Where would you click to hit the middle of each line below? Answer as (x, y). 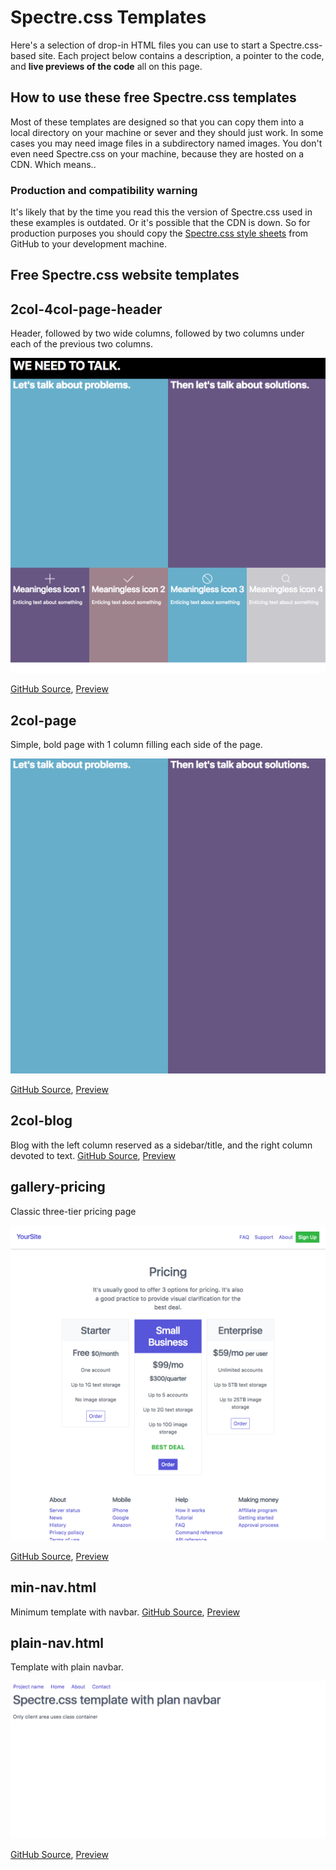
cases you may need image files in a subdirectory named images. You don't (166, 143)
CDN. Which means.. (53, 164)
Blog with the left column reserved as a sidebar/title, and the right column (161, 1145)
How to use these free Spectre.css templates (153, 97)
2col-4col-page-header (86, 309)
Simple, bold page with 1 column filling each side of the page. (136, 745)
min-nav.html (53, 1587)
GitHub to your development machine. (88, 244)
